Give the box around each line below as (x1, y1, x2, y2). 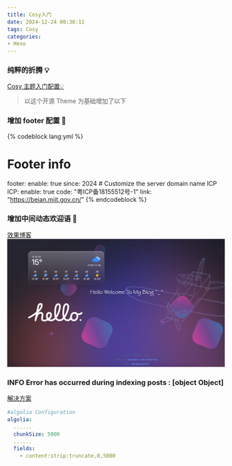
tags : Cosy (7, 26, 39, 32)
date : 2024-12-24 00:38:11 (7, 18, 85, 26)
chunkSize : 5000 (13, 431, 60, 438)
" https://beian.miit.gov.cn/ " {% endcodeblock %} (7, 195, 147, 203)
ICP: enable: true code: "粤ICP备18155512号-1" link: (7, 187, 152, 196)
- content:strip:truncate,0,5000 (19, 453, 116, 460)
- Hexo (7, 40, 26, 48)
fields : (13, 445, 36, 452)
